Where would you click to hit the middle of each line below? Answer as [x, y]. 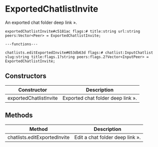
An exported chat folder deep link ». [41, 22]
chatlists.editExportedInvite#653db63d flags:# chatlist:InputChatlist [79, 53]
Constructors [26, 76]
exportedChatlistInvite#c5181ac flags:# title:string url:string [72, 31]
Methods [19, 115]
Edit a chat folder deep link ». [108, 137]
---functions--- [21, 44]
